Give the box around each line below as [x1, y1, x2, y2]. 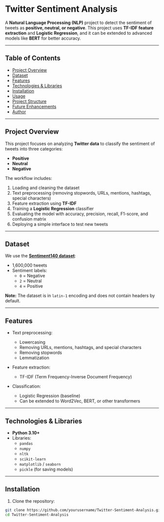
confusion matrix [12, 216, 46, 222]
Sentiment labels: [12, 268, 47, 273]
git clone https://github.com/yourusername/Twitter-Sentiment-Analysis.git [5, 507, 163, 513]
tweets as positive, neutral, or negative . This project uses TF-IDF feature [5, 25, 154, 30]
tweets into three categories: [5, 146, 63, 151]
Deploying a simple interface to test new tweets [12, 221, 108, 227]
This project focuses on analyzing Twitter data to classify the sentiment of [5, 141, 155, 147]
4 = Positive [19, 283, 43, 289]
